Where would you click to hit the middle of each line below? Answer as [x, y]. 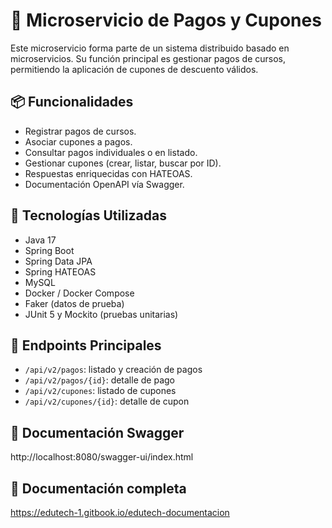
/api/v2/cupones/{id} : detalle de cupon [107, 401]
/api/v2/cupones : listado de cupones [100, 391]
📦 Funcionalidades [72, 102]
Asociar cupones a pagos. [78, 141]
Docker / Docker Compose [79, 293]
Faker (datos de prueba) [74, 303]
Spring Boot [49, 250]
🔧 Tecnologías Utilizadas [88, 215]
